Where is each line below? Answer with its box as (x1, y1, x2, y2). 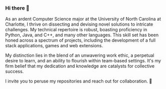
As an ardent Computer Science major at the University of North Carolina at (5, 16, 161, 22)
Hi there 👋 (5, 5, 30, 12)
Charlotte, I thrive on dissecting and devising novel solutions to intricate (5, 21, 153, 27)
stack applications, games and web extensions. (5, 43, 103, 49)
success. (5, 68, 24, 74)
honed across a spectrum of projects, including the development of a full (5, 37, 156, 43)
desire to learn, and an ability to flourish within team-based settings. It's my (5, 58, 161, 64)
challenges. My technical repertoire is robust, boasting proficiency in (5, 27, 147, 33)
